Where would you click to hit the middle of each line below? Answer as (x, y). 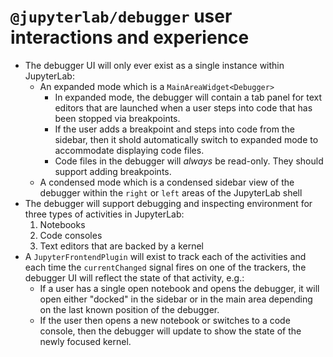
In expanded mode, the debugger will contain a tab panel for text (188, 97)
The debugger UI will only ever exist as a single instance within (154, 65)
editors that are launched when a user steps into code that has (183, 107)
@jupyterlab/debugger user (121, 16)
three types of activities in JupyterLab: (104, 214)
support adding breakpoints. (113, 171)
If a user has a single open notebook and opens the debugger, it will (179, 288)
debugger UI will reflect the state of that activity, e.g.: (134, 277)
